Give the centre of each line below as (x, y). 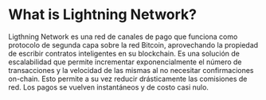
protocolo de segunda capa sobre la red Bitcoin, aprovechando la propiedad (133, 44)
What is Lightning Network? (103, 15)
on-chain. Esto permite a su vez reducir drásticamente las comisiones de (128, 79)
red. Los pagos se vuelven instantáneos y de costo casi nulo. (109, 87)
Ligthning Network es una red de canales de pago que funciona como (123, 37)
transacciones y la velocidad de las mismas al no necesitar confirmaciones (131, 70)
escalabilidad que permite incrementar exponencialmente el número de (125, 62)
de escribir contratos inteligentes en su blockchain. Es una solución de (124, 53)
